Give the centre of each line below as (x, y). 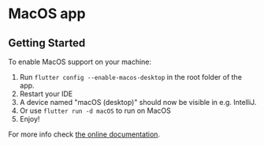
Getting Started (47, 43)
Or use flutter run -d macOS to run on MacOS (95, 110)
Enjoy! (30, 119)
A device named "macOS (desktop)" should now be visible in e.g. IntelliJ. (138, 102)
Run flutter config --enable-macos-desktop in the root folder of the (131, 77)
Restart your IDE (46, 94)
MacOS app (47, 14)
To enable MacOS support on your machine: (80, 62)
